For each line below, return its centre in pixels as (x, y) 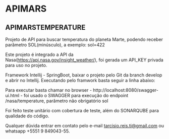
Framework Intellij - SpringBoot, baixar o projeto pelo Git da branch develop (84, 75)
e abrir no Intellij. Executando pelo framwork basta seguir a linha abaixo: (80, 80)
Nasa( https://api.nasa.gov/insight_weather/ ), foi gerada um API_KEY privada (84, 60)
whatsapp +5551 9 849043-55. (38, 131)
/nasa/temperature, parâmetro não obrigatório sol (57, 101)
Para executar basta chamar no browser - (49, 90)
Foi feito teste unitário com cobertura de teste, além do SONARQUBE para (82, 111)
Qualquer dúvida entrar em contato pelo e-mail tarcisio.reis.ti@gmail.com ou (84, 126)
